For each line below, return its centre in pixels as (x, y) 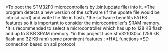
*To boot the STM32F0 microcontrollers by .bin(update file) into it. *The (80, 7)
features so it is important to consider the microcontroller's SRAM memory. (83, 23)
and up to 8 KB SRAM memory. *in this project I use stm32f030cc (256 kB (82, 34)
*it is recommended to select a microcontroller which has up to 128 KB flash (84, 28)
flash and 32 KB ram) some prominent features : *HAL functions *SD (77, 39)
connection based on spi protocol (40, 44)
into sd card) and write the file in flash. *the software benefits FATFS (76, 18)
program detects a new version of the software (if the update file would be (82, 12)
